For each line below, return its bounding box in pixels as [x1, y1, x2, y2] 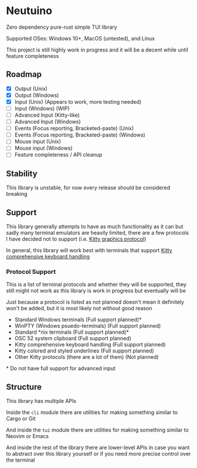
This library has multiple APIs [6, 398, 77, 405]
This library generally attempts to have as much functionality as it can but [6, 223, 184, 230]
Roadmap [6, 69, 42, 80]
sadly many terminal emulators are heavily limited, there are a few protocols [6, 229, 189, 236]
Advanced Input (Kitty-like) [14, 111, 80, 118]
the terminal [6, 456, 35, 464]
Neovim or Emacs [6, 433, 49, 440]
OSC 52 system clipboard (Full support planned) [14, 335, 132, 342]
